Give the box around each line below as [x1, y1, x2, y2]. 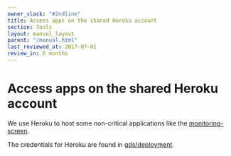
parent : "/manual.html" [7, 37, 78, 44]
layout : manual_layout [7, 30, 75, 38]
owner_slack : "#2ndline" [7, 10, 81, 18]
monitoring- [188, 118, 224, 128]
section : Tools [7, 23, 53, 30]
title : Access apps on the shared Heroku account [7, 17, 158, 24]
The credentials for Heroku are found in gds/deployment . [7, 140, 174, 149]
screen [7, 126, 28, 135]
